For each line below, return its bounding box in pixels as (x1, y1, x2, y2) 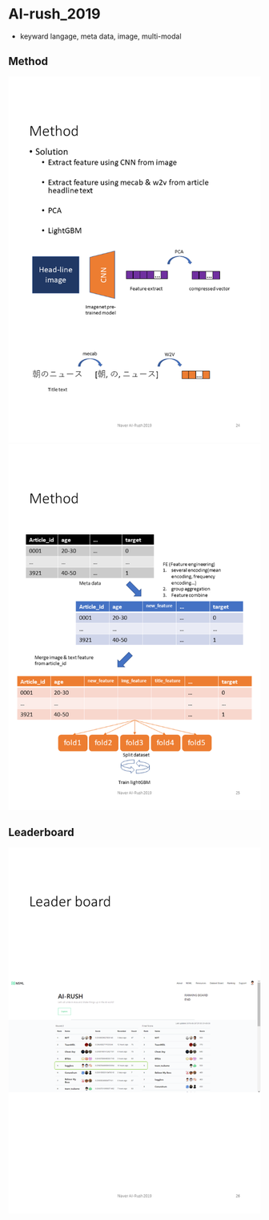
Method (8, 55, 49, 68)
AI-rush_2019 (8, 5, 101, 23)
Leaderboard (8, 826, 74, 839)
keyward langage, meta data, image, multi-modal (19, 31, 182, 41)
